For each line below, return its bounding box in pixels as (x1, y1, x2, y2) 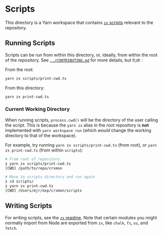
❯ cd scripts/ (5, 179, 34, 184)
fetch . (5, 225, 18, 231)
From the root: (5, 66, 34, 72)
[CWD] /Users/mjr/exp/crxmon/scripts (5, 188, 82, 193)
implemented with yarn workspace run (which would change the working (5, 127, 152, 133)
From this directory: (5, 85, 45, 91)
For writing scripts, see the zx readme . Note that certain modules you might (5, 214, 158, 220)
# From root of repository (5, 156, 60, 162)
